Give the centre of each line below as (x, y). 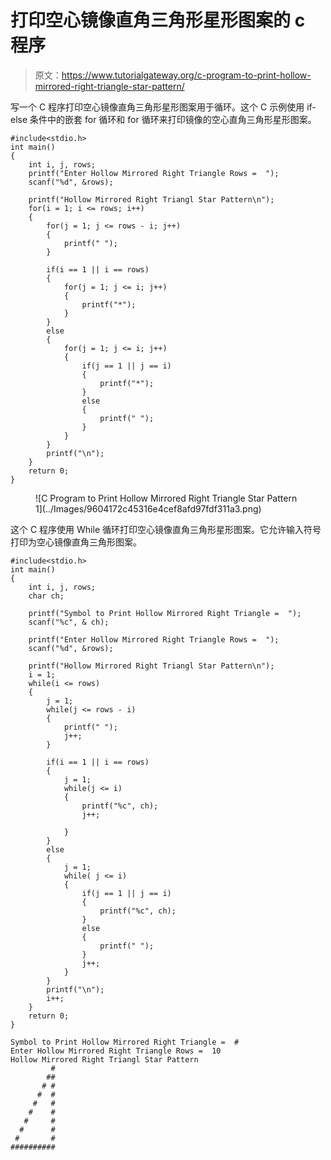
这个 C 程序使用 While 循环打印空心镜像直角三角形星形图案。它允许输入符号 (166, 529)
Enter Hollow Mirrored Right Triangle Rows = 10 (116, 1051)
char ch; (46, 596)
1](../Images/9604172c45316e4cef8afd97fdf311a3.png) (148, 508)
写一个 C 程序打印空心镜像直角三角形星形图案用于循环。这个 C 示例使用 (157, 107)
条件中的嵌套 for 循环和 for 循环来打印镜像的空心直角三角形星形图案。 (173, 119)
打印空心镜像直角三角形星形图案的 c (158, 20)
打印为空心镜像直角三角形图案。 (76, 542)
